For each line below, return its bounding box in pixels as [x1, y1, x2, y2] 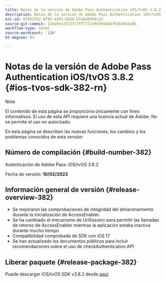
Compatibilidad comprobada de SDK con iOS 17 [12, 233, 110, 239]
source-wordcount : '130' [5, 30, 57, 35]
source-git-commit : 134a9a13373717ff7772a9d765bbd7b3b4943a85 [5, 21, 137, 26]
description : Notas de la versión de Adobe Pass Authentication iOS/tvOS [5, 12, 162, 17]
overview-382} [5, 193, 54, 202]
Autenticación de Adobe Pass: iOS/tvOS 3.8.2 [5, 161, 98, 167]
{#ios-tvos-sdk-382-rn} [5, 82, 108, 94]
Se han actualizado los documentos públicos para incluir [12, 238, 128, 244]
